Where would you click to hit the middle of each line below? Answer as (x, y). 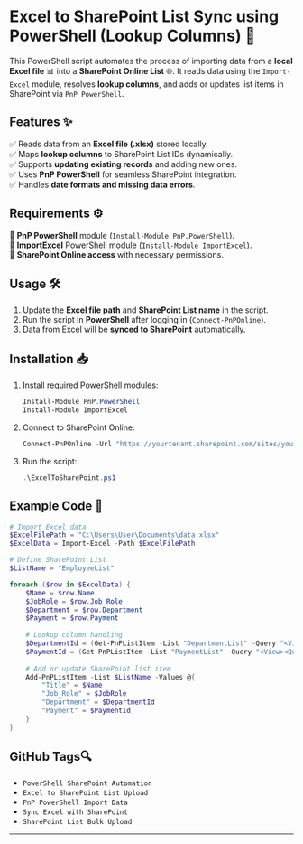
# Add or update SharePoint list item (98, 669)
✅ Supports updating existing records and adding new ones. (123, 164)
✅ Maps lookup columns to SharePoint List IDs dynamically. (121, 154)
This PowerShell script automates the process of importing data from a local (151, 61)
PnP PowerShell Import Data (75, 803)
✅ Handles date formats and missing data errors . (102, 184)
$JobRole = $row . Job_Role (74, 601)
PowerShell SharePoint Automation (87, 783)
